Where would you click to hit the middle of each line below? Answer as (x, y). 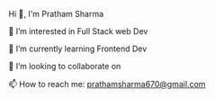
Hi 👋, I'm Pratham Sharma (56, 14)
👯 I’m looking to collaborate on (65, 66)
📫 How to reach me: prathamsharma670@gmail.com (107, 84)
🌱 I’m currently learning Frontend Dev (78, 49)
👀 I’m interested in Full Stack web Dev (78, 31)
